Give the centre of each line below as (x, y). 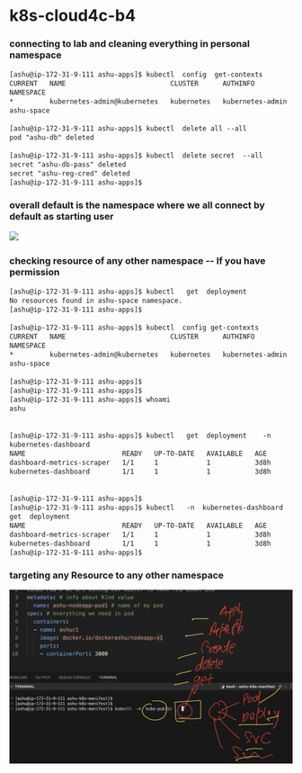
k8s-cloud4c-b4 (73, 16)
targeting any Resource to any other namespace (117, 575)
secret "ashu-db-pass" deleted (68, 165)
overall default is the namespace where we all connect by (137, 205)
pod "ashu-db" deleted (52, 138)
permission (35, 272)
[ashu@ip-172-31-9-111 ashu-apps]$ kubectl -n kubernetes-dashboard (146, 508)
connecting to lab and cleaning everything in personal (129, 44)
